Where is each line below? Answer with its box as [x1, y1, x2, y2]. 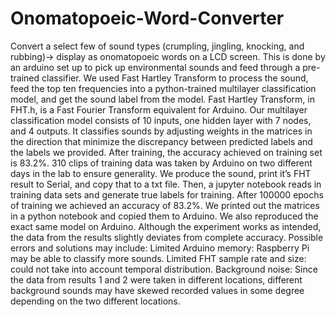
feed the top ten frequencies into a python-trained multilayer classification [10, 82, 317, 94]
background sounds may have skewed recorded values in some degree [10, 284, 305, 296]
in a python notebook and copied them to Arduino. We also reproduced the [10, 210, 319, 222]
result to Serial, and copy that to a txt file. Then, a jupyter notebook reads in [10, 178, 322, 190]
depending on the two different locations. [10, 295, 181, 307]
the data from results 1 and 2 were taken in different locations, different [10, 273, 303, 286]
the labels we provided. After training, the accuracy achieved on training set [10, 146, 323, 158]
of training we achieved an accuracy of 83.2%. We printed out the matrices [10, 199, 320, 211]
